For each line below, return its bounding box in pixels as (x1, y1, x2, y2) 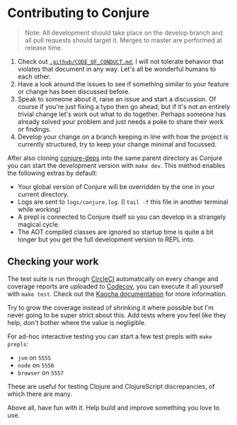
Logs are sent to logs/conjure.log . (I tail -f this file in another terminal (17, 197, 229, 206)
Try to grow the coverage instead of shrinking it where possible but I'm (7, 303, 214, 312)
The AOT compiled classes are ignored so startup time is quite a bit (17, 227, 214, 236)
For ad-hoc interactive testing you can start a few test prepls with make (7, 331, 212, 341)
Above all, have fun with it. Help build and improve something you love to (7, 403, 220, 412)
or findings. (17, 125, 52, 133)
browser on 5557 (17, 368, 64, 377)
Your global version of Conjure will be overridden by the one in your (17, 182, 215, 191)
